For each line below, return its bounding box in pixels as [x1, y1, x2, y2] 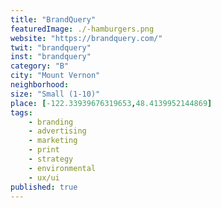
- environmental [28, 163, 97, 173]
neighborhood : [10, 80, 70, 90]
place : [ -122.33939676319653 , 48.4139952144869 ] [10, 98, 213, 108]
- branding [28, 117, 74, 127]
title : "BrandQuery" [10, 14, 97, 25]
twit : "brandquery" [10, 42, 92, 53]
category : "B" [10, 61, 70, 71]
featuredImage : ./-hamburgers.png [10, 24, 155, 34]
